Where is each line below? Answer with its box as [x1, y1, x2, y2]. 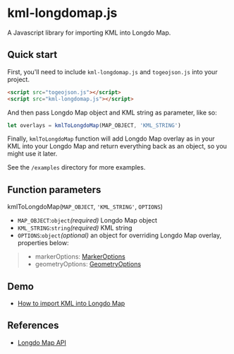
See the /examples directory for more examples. [7, 163, 146, 172]
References [7, 319, 59, 331]
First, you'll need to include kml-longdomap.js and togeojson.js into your [7, 67, 218, 76]
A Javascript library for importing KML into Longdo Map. [7, 28, 171, 37]
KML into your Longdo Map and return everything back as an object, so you [7, 142, 228, 151]
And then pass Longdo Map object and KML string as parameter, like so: [7, 108, 217, 117]
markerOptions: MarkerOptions [35, 252, 125, 261]
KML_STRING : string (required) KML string [17, 224, 133, 232]
